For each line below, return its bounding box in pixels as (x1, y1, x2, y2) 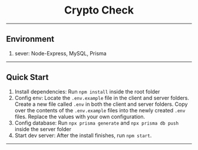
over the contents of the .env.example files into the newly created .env (14, 106, 186, 114)
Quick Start (6, 72, 49, 82)
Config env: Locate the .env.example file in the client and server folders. (14, 94, 190, 101)
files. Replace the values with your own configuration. (14, 113, 146, 120)
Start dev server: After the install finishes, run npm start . (14, 132, 152, 139)
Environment (6, 34, 55, 44)
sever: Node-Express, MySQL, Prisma (14, 49, 107, 56)
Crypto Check (64, 4, 134, 17)
